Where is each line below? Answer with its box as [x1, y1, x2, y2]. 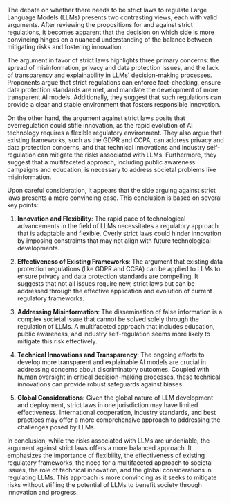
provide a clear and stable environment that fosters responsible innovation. [7, 101, 221, 108]
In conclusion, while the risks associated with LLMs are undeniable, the [7, 436, 210, 445]
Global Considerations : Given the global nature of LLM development [17, 393, 213, 402]
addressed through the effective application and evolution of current [17, 287, 212, 295]
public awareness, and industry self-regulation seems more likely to [17, 330, 211, 338]
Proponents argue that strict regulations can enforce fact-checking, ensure [7, 78, 221, 86]
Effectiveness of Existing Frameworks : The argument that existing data [17, 257, 223, 266]
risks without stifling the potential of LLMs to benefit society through [7, 481, 202, 488]
